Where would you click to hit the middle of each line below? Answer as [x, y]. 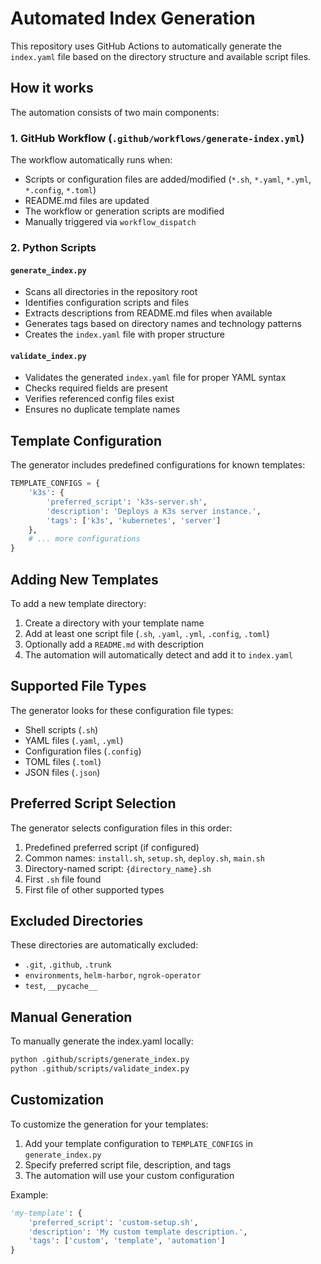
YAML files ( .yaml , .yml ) [74, 740]
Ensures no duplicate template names [102, 409]
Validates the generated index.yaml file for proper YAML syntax [155, 378]
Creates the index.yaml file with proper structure [124, 334]
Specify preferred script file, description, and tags [128, 1164]
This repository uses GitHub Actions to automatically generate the [146, 46]
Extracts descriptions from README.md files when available [148, 313]
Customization [57, 1100]
